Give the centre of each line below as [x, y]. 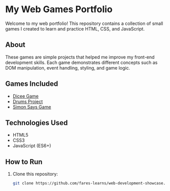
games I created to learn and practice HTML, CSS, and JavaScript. [75, 28]
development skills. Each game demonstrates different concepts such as [81, 62]
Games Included [32, 84]
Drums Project [28, 101]
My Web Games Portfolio [59, 9]
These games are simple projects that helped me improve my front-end [80, 57]
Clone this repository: [35, 174]
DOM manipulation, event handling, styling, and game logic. [68, 68]
